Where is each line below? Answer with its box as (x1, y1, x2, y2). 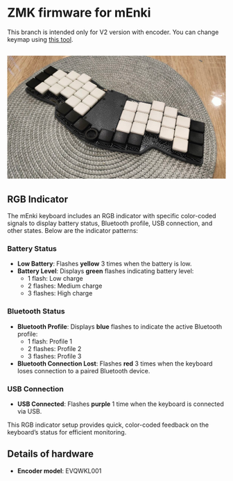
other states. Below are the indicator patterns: (7, 227, 139, 235)
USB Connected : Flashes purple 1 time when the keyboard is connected (17, 400, 224, 408)
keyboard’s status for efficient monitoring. (7, 428, 127, 437)
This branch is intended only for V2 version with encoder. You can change (7, 28, 219, 36)
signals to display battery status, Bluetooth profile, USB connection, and (7, 219, 213, 227)
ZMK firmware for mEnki (7, 5, 151, 21)
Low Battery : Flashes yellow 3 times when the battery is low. (17, 259, 192, 268)
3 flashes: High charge (27, 289, 93, 297)
